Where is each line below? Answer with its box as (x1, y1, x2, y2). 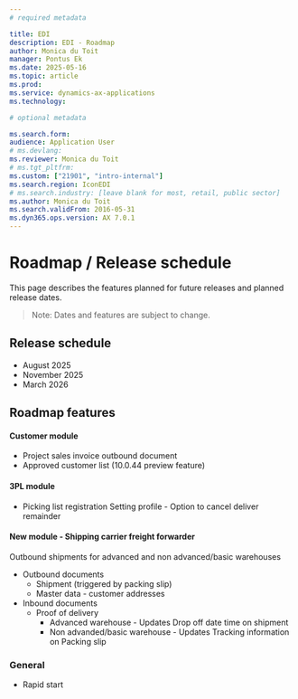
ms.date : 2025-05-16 (9, 63, 88, 72)
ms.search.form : (9, 129, 70, 138)
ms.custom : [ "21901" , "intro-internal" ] (9, 171, 164, 181)
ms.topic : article (9, 71, 79, 81)
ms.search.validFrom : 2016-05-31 (9, 205, 135, 214)
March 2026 (22, 379, 70, 390)
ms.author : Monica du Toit (9, 196, 111, 206)
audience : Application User (9, 137, 116, 147)
